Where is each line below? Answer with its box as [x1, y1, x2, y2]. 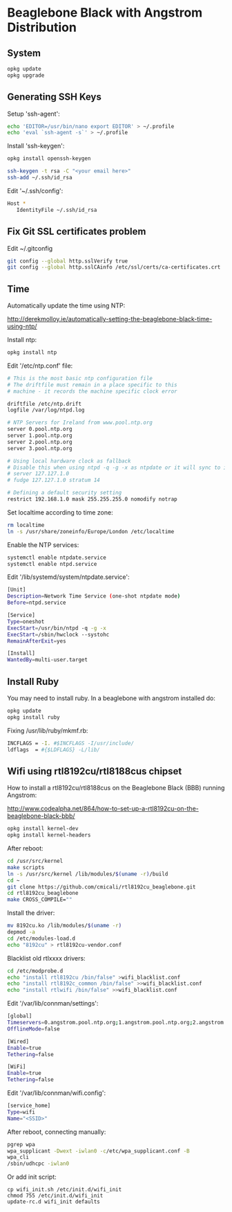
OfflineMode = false [7, 1025, 60, 1033]
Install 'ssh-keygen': [7, 142, 65, 150]
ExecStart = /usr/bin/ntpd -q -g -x [7, 625, 107, 632]
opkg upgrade [7, 71, 45, 79]
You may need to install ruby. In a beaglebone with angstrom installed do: [7, 694, 215, 702]
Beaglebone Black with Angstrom [7, 5, 203, 21]
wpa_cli [7, 1154, 30, 1161]
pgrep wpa [7, 1141, 36, 1148]
